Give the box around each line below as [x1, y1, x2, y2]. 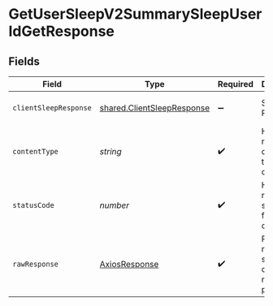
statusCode [12, 200, 54, 209]
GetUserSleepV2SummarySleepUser [8, 5, 262, 24]
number [99, 200, 130, 211]
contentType [12, 147, 59, 156]
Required [218, 79, 254, 89]
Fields [8, 54, 41, 68]
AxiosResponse [99, 259, 159, 269]
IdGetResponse [8, 22, 115, 41]
